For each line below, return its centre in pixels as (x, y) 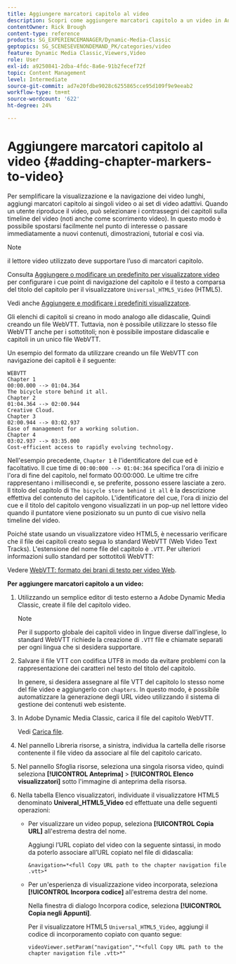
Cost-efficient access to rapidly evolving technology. (91, 447)
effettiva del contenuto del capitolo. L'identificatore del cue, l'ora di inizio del (118, 498)
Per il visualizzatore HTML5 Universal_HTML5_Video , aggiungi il (118, 927)
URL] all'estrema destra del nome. (77, 831)
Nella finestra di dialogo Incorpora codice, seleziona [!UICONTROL (125, 906)
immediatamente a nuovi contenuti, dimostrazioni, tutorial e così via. (106, 233)
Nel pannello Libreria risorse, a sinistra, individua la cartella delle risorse (122, 745)
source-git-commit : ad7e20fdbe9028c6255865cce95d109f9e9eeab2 (100, 86)
